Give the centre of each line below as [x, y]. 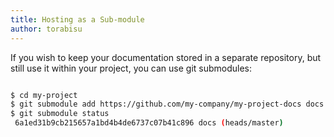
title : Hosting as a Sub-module [77, 19]
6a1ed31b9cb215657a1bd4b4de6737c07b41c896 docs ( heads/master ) [149, 123]
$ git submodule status [60, 114]
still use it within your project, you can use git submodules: [131, 68]
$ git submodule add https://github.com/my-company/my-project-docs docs [167, 104]
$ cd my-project [44, 95]
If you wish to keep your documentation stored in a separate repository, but [166, 57]
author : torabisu [46, 29]
